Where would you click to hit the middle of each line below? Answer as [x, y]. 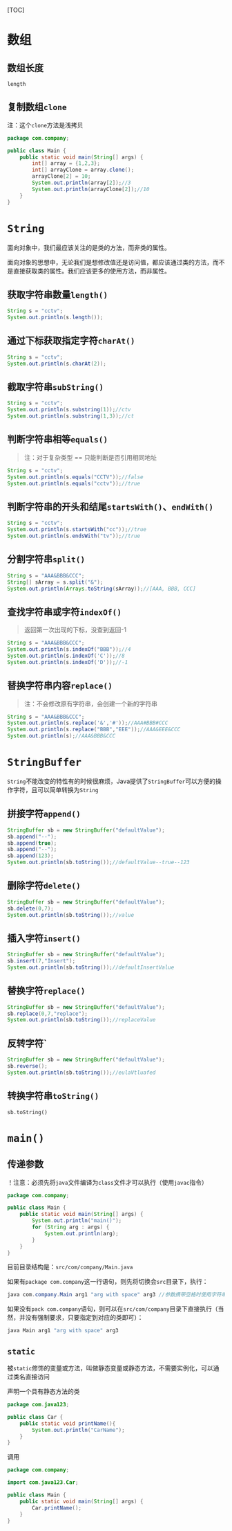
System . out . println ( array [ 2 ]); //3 [81, 183]
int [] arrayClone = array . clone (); [83, 170]
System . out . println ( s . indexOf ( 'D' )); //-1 [68, 662]
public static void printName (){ [68, 1423]
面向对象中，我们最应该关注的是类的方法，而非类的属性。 [89, 247]
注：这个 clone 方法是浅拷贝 [45, 125]
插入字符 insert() [44, 938]
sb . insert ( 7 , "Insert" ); [41, 961]
